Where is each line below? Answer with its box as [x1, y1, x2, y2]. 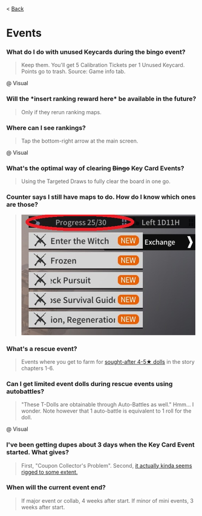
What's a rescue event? [6, 344, 77, 353]
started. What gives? [6, 448, 70, 457]
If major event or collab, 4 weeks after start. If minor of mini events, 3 [21, 497, 194, 504]
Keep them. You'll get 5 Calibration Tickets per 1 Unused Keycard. [21, 62, 185, 69]
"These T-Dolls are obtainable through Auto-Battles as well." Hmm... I [21, 401, 194, 408]
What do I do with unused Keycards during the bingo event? [6, 48, 186, 56]
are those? [6, 201, 38, 209]
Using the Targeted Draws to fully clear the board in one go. [21, 178, 171, 185]
